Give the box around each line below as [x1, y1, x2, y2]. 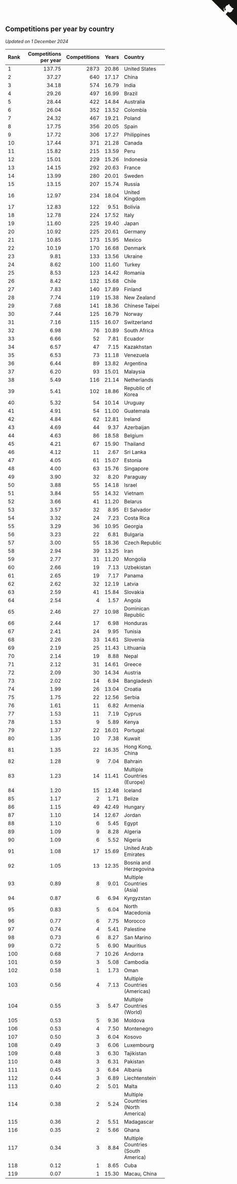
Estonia [124, 457, 142, 464]
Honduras [124, 619, 148, 626]
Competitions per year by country [5, 25, 114, 33]
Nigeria [124, 836, 142, 843]
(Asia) [124, 886, 139, 893]
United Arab [124, 844, 153, 852]
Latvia [124, 580, 139, 587]
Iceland [124, 787, 142, 794]
